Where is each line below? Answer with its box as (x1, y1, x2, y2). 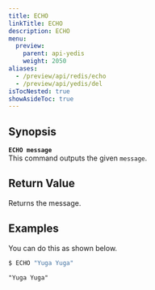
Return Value (8, 177, 75, 190)
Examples (8, 222, 59, 236)
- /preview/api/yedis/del (15, 79, 103, 87)
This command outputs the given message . (8, 153, 148, 163)
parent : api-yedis (23, 49, 85, 58)
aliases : (8, 65, 38, 73)
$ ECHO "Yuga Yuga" (8, 258, 74, 267)
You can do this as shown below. (8, 243, 118, 253)
